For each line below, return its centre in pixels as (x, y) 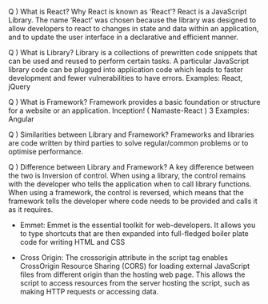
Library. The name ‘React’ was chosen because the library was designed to (132, 20)
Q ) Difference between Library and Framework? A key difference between (131, 167)
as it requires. (31, 210)
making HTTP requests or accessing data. (89, 292)
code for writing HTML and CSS (72, 242)
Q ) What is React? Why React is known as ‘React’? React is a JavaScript (128, 12)
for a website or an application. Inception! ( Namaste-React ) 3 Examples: (129, 110)
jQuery (19, 86)
